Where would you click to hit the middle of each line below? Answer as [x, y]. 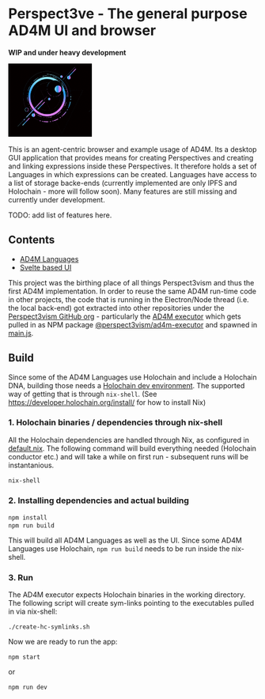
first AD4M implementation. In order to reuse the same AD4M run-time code [132, 291]
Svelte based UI [45, 267]
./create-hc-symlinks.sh [49, 627]
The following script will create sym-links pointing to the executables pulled [131, 603]
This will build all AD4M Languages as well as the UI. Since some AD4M [125, 540]
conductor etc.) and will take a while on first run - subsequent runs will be [129, 456]
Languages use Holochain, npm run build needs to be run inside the [119, 549]
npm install [28, 518]
